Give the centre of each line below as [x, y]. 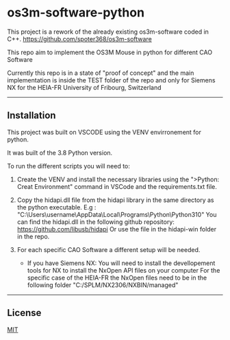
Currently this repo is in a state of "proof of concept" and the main [101, 73]
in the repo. [33, 236]
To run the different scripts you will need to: [68, 166]
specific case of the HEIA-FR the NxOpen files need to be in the [117, 277]
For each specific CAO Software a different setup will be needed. [108, 249]
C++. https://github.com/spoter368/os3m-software [79, 38]
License [24, 313]
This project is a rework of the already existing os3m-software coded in [108, 32]
